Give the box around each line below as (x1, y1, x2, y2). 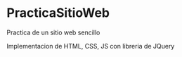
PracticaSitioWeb (6, 5, 110, 21)
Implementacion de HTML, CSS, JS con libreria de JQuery (6, 42, 175, 50)
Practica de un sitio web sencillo (6, 28, 100, 37)
